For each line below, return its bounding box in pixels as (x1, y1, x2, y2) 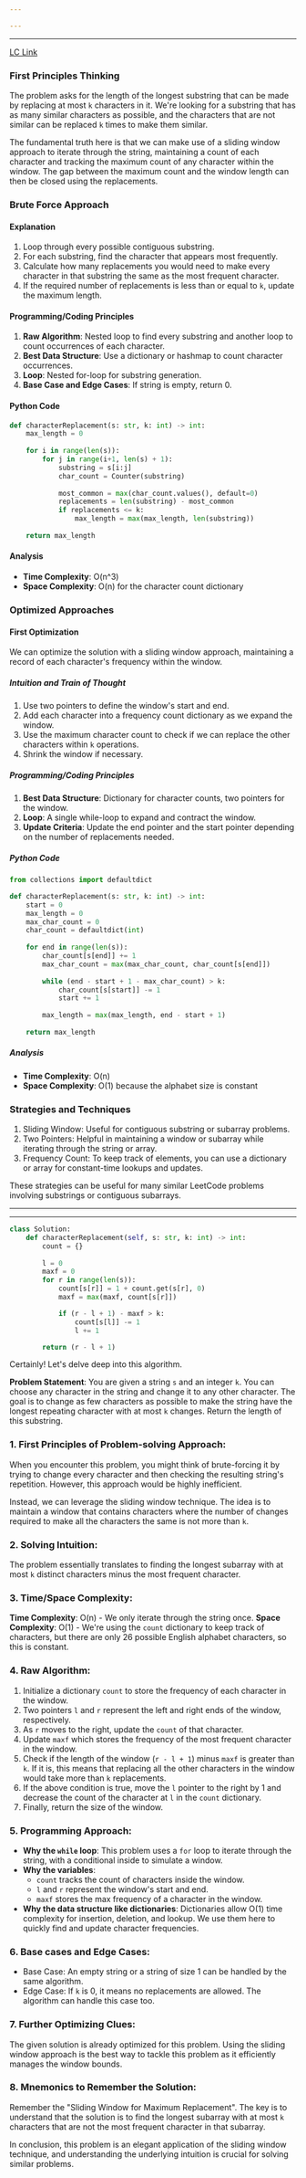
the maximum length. (22, 289, 102, 301)
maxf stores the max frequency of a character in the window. (36, 1893, 263, 1904)
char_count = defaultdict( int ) (25, 926, 145, 935)
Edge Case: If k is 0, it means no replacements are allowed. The (22, 1985, 261, 1996)
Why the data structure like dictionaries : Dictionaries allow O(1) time (22, 1903, 283, 1914)
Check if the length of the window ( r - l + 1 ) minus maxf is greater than (22, 1752, 295, 1763)
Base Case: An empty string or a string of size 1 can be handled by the (22, 1966, 287, 1977)
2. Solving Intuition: (9, 1538, 98, 1551)
